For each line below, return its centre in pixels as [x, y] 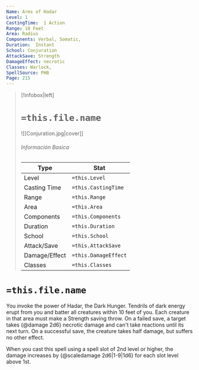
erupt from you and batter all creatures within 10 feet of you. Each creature [98, 312]
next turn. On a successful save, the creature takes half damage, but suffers [99, 331]
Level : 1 [17, 17]
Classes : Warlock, [29, 67]
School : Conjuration [32, 51]
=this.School [90, 236]
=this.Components [96, 217]
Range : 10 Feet [25, 28]
